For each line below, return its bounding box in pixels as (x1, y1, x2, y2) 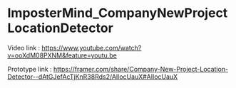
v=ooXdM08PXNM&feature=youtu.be (7, 51, 118, 60)
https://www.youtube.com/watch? (41, 43, 142, 52)
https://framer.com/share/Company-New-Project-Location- (53, 65, 229, 73)
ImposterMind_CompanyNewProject (7, 5, 228, 21)
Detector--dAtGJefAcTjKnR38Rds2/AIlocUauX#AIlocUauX (7, 72, 178, 81)
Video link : (7, 43, 41, 52)
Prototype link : (7, 65, 52, 73)
